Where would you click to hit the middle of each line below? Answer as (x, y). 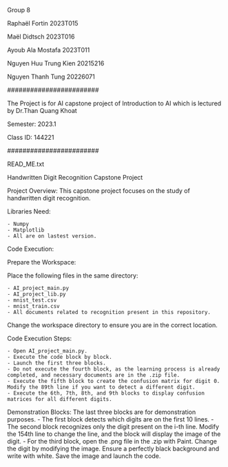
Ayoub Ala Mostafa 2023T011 (49, 50)
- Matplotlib (26, 230)
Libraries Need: (29, 211)
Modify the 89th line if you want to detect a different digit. (101, 387)
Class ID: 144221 (31, 137)
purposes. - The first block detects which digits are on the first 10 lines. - (111, 419)
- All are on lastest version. (52, 236)
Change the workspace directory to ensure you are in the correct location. (113, 325)
